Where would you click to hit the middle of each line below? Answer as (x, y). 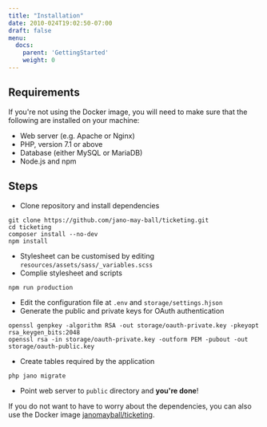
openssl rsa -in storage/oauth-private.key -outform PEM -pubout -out (128, 339)
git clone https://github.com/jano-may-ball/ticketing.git (109, 220)
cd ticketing (30, 227)
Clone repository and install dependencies (90, 205)
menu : (17, 38)
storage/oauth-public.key (51, 346)
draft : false (30, 30)
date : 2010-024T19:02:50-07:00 (60, 23)
